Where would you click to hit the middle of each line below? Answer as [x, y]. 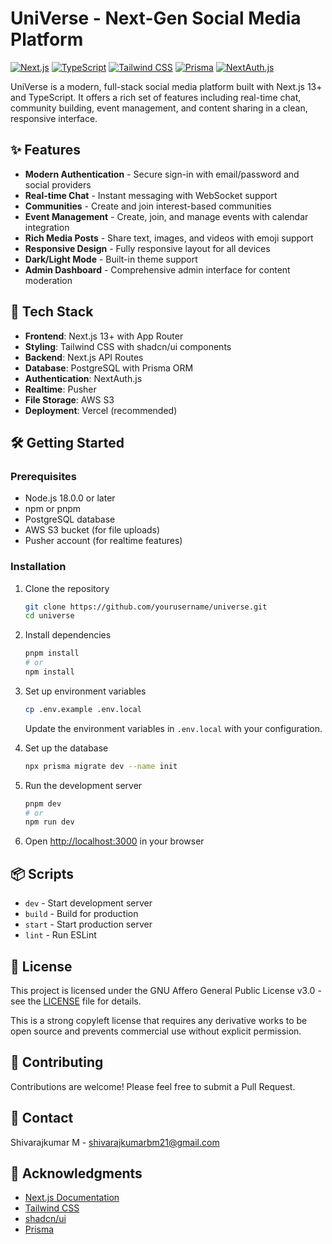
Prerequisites [43, 476]
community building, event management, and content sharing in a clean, [159, 108]
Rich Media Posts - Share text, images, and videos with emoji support [169, 238]
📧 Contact [42, 1118]
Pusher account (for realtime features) [103, 541]
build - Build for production [81, 914]
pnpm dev [43, 803]
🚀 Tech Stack [52, 312]
